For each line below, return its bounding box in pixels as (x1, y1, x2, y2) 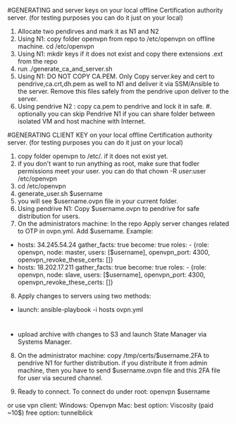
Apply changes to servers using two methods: (17, 292, 151, 300)
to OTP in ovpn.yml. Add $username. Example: (17, 227, 154, 235)
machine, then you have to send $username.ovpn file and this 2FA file (17, 366, 221, 375)
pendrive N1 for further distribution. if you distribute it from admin (17, 359, 208, 368)
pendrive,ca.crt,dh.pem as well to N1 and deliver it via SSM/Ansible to (17, 80, 220, 87)
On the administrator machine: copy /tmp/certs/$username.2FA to (17, 351, 210, 360)
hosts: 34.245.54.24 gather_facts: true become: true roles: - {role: (17, 241, 209, 249)
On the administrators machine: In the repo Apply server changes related (17, 219, 230, 228)
